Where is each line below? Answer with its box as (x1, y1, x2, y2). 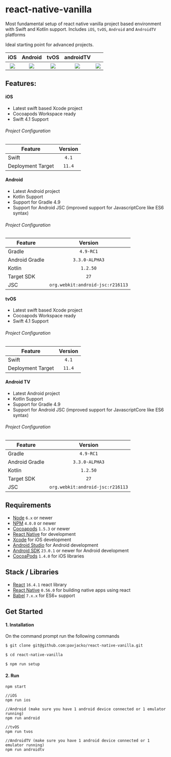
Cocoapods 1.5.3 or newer (12, 526, 70, 532)
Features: (5, 79, 37, 88)
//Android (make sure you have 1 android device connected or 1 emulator (5, 707, 166, 712)
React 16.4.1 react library (12, 581, 67, 587)
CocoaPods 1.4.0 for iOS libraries (12, 553, 84, 559)
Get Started (5, 607, 43, 616)
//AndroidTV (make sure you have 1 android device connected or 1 (5, 738, 150, 743)
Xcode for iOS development (12, 536, 72, 543)
